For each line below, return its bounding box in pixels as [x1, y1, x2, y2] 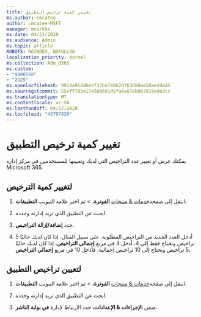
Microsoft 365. [6, 164, 43, 171]
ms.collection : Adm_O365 [6, 60, 70, 66]
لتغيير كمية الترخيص [6, 181, 73, 192]
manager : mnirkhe [6, 26, 51, 32]
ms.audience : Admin [6, 37, 56, 43]
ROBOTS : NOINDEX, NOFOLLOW [6, 49, 75, 55]
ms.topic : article [6, 43, 53, 49]
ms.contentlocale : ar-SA [6, 99, 70, 105]
